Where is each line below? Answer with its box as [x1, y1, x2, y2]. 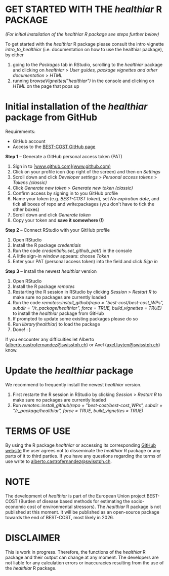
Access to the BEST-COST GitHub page [12, 143, 96, 150]
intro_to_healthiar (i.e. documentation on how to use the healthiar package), [5, 46, 163, 52]
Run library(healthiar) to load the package [12, 321, 100, 327]
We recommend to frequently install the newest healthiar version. [5, 381, 142, 387]
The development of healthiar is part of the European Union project [5, 493, 146, 499]
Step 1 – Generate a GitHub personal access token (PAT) [5, 153, 122, 159]
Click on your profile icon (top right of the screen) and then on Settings [12, 168, 161, 174]
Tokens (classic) [12, 179, 47, 186]
